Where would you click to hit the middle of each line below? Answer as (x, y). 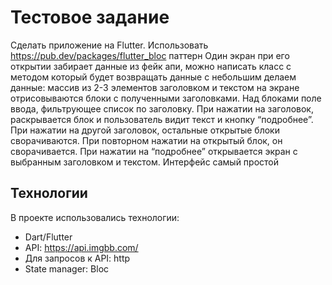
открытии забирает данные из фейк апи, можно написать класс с (151, 66)
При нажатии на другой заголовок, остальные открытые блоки (145, 130)
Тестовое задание (90, 17)
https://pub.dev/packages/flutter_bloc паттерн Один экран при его (150, 55)
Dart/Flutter (48, 237)
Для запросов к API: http (77, 258)
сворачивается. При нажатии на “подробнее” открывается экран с (154, 151)
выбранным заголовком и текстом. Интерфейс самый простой (145, 162)
